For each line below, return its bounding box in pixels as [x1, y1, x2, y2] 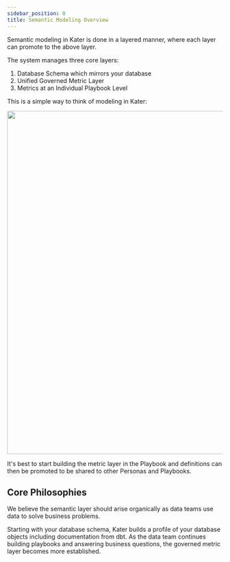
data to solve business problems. [7, 512, 101, 520]
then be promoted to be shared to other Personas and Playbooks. [7, 467, 192, 475]
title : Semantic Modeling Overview [7, 16, 109, 23]
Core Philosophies [7, 487, 87, 498]
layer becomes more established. [7, 547, 101, 556]
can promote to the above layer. [7, 43, 97, 51]
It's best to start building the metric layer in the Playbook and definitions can [7, 459, 222, 467]
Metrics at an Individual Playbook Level [16, 84, 128, 92]
